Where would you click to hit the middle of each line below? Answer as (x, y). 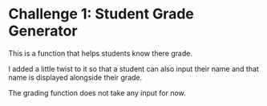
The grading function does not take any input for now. (97, 92)
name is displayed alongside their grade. (75, 77)
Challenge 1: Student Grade (101, 14)
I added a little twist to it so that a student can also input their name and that (133, 68)
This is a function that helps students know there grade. (100, 53)
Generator (43, 31)
